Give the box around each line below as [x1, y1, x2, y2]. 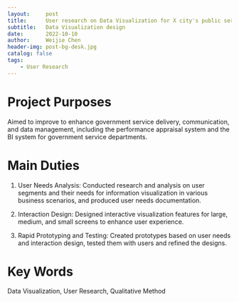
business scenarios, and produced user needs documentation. [17, 196, 201, 205]
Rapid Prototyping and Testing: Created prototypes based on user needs [17, 231, 231, 239]
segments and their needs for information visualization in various [17, 188, 208, 197]
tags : [7, 57, 23, 64]
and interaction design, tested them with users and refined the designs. [17, 239, 228, 247]
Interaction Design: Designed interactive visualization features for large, [17, 210, 228, 218]
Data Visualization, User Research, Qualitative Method [7, 287, 166, 296]
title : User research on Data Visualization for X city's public [7, 17, 221, 24]
